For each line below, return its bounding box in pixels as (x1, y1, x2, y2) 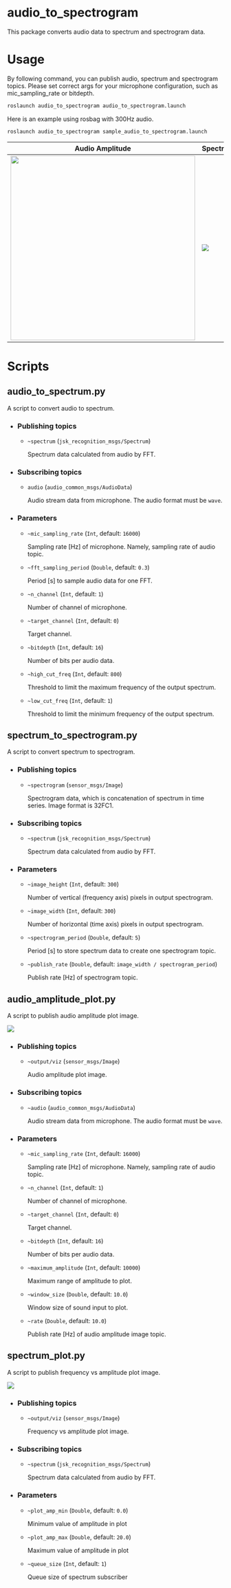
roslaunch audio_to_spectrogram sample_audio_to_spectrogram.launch (7, 128, 208, 135)
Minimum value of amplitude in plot (27, 1519, 127, 1527)
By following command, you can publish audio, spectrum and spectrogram (7, 74, 219, 83)
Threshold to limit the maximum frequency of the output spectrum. (27, 683, 217, 691)
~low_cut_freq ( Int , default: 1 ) (27, 696, 113, 704)
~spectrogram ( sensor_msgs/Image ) (27, 781, 124, 789)
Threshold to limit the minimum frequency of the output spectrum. (27, 710, 214, 718)
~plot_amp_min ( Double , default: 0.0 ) (27, 1506, 129, 1514)
